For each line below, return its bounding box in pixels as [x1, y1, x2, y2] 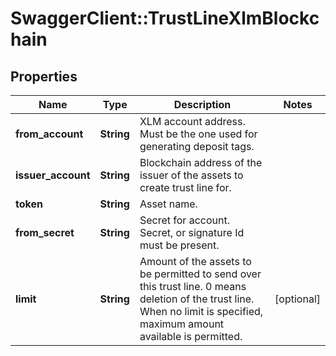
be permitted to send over [139, 267, 262, 281]
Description [173, 98, 232, 111]
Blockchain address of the [139, 156, 263, 169]
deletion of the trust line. [139, 292, 255, 306]
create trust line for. [139, 181, 232, 194]
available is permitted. [139, 330, 243, 343]
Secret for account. [139, 213, 230, 227]
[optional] [274, 292, 321, 306]
